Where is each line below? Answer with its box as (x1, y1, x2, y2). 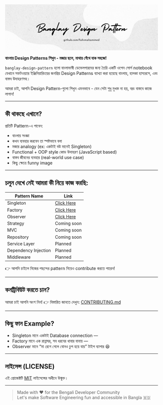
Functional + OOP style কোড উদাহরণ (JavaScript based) (12, 149, 117, 155)
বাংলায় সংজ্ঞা (12, 132, 30, 138)
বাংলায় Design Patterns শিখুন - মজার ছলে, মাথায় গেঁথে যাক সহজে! (5, 55, 107, 61)
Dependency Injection (7, 247, 51, 253)
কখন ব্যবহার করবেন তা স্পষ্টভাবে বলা (12, 138, 62, 144)
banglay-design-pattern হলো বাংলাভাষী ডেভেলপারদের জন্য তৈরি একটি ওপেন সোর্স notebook (5, 65, 153, 71)
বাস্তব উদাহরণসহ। (5, 76, 30, 82)
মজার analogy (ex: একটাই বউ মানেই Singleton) (12, 143, 92, 149)
